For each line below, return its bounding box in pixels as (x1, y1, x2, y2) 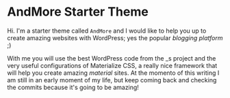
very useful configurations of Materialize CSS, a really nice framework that (7, 61, 218, 69)
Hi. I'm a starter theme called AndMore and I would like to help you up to (7, 27, 207, 35)
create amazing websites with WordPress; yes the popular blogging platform (7, 33, 223, 42)
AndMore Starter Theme (7, 4, 149, 20)
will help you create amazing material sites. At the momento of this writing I (7, 69, 220, 77)
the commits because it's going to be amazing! (7, 83, 139, 91)
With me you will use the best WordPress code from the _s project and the (7, 54, 216, 62)
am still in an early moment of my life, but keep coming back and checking (7, 76, 217, 84)
